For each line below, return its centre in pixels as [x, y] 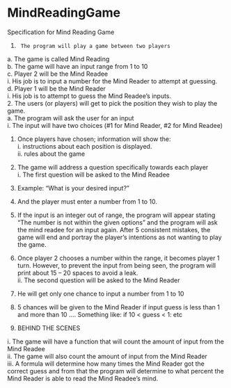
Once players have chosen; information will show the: [94, 139]
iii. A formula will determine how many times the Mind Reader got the [106, 364]
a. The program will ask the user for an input [71, 118]
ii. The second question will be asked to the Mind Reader [98, 280]
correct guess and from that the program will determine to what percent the [115, 371]
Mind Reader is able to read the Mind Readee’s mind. [83, 378]
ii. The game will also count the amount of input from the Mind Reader [107, 356]
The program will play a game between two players [95, 46]
